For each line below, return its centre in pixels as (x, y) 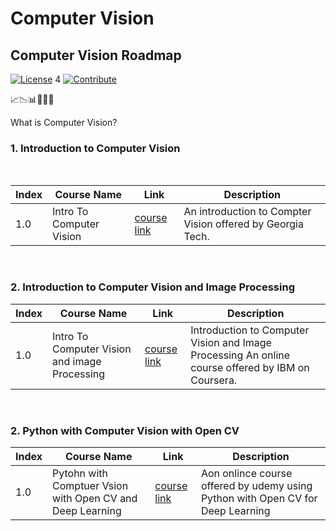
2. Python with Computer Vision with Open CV (125, 430)
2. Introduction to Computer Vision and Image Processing (152, 287)
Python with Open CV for (259, 498)
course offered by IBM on (250, 367)
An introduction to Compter (247, 212)
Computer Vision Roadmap (96, 55)
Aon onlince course (246, 473)
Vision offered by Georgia (243, 224)
